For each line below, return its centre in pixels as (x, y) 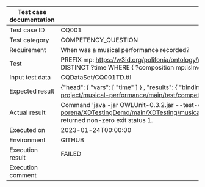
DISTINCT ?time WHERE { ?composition (117, 68)
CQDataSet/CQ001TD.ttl (96, 77)
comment (23, 175)
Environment (27, 140)
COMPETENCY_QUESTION (99, 40)
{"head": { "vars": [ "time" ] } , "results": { (119, 87)
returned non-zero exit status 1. (107, 120)
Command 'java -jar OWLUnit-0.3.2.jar (117, 105)
